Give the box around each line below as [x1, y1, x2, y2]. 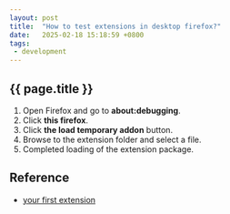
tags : [9, 38, 30, 48]
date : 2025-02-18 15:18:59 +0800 [9, 30, 145, 39]
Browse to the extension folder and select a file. [22, 134, 202, 145]
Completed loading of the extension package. [22, 143, 194, 155]
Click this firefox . [22, 115, 89, 126]
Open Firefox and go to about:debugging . [22, 105, 181, 116]
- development [13, 47, 67, 56]
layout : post [9, 13, 59, 23]
